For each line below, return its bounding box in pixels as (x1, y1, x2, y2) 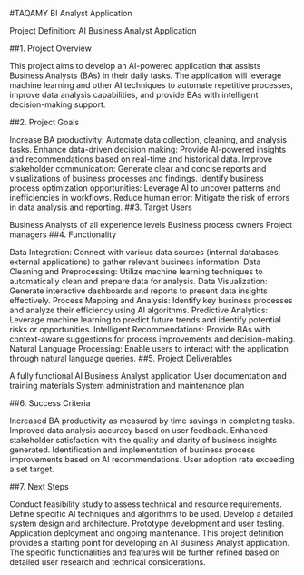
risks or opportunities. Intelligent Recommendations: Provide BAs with (9, 324, 270, 334)
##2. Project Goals (9, 117, 80, 127)
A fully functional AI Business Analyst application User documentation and (9, 371, 288, 381)
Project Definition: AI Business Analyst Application (9, 25, 197, 35)
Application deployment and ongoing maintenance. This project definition (9, 528, 284, 539)
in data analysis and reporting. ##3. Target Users (9, 202, 192, 213)
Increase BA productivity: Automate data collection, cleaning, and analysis (9, 134, 288, 144)
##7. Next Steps (9, 481, 70, 491)
